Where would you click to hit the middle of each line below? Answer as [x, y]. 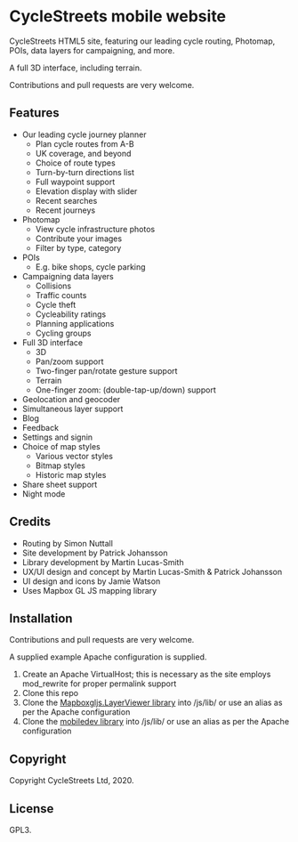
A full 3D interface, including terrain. [76, 68]
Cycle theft [56, 304]
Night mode [44, 494]
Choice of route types [75, 163]
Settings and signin [57, 437]
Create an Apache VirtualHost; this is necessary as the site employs [146, 675]
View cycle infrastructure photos [95, 229]
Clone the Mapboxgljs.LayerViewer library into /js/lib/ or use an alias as [152, 703]
